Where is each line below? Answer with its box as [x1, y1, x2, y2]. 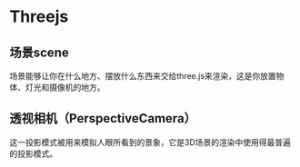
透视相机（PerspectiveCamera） [9, 111, 197, 126]
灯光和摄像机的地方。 [25, 82, 105, 93]
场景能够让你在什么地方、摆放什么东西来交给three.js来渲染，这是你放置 [9, 71, 277, 81]
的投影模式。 [9, 148, 57, 159]
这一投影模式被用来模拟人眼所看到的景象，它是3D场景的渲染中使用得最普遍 [9, 136, 291, 147]
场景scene [9, 44, 70, 60]
